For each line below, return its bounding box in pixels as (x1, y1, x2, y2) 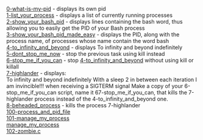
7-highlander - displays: (6, 70, 67, 76)
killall (6, 63, 20, 70)
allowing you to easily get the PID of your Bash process (6, 24, 145, 32)
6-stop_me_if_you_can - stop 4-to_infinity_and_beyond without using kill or (6, 57, 194, 64)
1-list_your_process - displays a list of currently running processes (6, 12, 173, 19)
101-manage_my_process (6, 115, 70, 122)
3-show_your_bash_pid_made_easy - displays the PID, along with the (6, 31, 180, 38)
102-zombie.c (6, 127, 41, 135)
